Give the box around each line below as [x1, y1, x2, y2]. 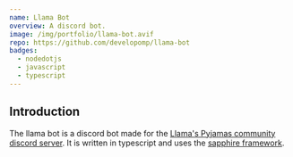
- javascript [17, 63, 66, 72]
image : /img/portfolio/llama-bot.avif [9, 29, 154, 38]
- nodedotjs [17, 54, 63, 63]
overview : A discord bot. [9, 21, 106, 30]
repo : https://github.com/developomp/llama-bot [9, 37, 191, 47]
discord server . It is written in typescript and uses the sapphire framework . [9, 137, 285, 148]
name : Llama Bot [9, 12, 70, 22]
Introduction [9, 104, 81, 120]
